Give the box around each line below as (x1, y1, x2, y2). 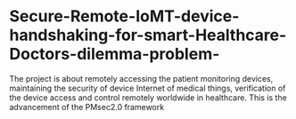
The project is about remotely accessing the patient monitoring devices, (9, 73, 274, 83)
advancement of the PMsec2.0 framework (9, 101, 165, 112)
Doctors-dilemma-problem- (9, 44, 220, 64)
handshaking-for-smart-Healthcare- (9, 25, 287, 45)
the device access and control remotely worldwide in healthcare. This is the (9, 91, 287, 103)
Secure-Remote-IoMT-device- (9, 6, 240, 27)
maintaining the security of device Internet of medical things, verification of (9, 83, 286, 93)
